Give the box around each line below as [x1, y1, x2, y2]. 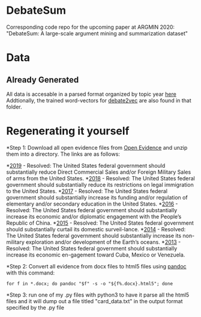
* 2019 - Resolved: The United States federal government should [6, 162, 166, 169]
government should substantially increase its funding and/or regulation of [6, 194, 188, 201]
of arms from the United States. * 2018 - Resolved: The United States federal [6, 174, 195, 182]
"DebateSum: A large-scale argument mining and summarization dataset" [6, 29, 188, 37]
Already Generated [6, 74, 79, 84]
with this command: [6, 269, 55, 276]
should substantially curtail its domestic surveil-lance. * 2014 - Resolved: [6, 225, 186, 233]
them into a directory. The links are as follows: [6, 150, 120, 158]
